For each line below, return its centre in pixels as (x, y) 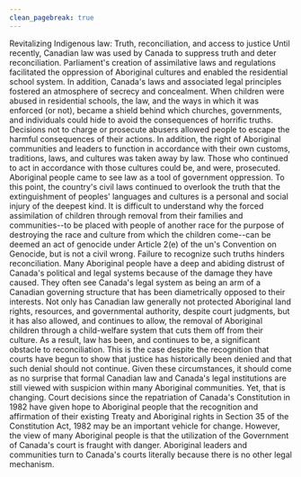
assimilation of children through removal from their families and (126, 215)
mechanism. (32, 463)
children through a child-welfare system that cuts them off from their (136, 330)
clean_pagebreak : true (52, 18)
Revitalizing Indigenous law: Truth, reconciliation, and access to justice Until (150, 43)
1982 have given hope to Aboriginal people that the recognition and (134, 407)
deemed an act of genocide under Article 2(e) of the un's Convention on (143, 244)
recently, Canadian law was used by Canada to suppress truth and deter (143, 53)
